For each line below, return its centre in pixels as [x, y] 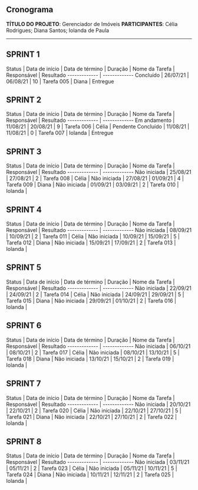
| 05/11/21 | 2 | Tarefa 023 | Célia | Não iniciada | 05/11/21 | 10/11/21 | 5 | [92, 468]
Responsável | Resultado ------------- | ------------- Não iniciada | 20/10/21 [98, 404]
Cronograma [30, 10]
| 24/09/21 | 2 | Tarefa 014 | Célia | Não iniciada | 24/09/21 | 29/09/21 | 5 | [95, 294]
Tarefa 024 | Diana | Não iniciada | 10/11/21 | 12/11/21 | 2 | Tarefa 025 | [90, 475]
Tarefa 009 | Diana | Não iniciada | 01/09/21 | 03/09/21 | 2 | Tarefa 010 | [93, 185]
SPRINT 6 [24, 326]
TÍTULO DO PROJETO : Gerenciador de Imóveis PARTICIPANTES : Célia [92, 24]
